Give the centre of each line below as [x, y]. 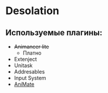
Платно [32, 53]
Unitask [23, 65]
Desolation [33, 11]
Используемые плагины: [54, 33]
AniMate [24, 84]
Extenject [26, 59]
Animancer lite [31, 46]
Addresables [29, 72]
